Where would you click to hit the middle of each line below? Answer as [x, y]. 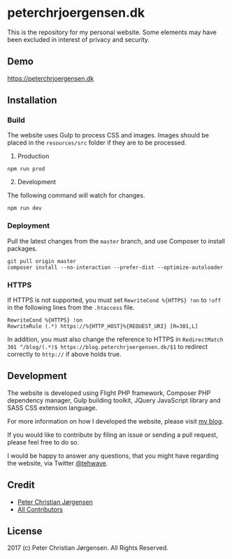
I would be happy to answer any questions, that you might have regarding [113, 456]
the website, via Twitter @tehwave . [58, 463]
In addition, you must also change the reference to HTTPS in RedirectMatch [115, 339]
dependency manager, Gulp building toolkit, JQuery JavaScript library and [114, 400]
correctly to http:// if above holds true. [64, 355]
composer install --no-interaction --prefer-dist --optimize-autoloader [115, 267]
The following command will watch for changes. [76, 195]
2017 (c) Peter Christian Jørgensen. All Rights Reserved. [88, 548]
